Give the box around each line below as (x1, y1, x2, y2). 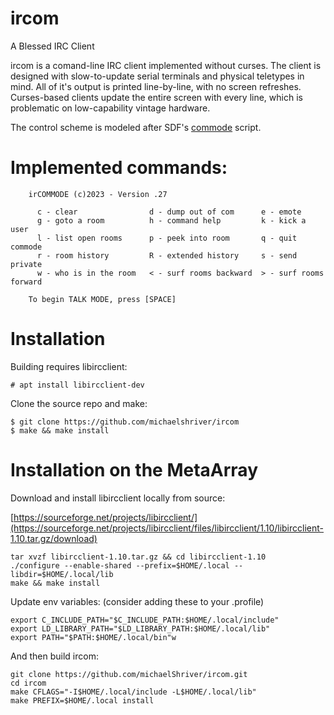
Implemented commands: (10, 157, 228, 179)
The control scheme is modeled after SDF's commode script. (10, 121, 262, 133)
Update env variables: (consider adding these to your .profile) (10, 595, 265, 607)
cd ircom (10, 678, 47, 688)
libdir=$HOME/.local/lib (10, 569, 114, 579)
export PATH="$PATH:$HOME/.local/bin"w (10, 632, 177, 642)
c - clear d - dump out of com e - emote (36, 207, 302, 217)
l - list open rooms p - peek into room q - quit (36, 233, 298, 243)
